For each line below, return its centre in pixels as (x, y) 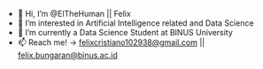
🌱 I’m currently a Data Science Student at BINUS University (125, 32)
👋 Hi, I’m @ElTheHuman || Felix (74, 14)
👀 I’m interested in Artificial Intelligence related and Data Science (135, 23)
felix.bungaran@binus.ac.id (67, 55)
